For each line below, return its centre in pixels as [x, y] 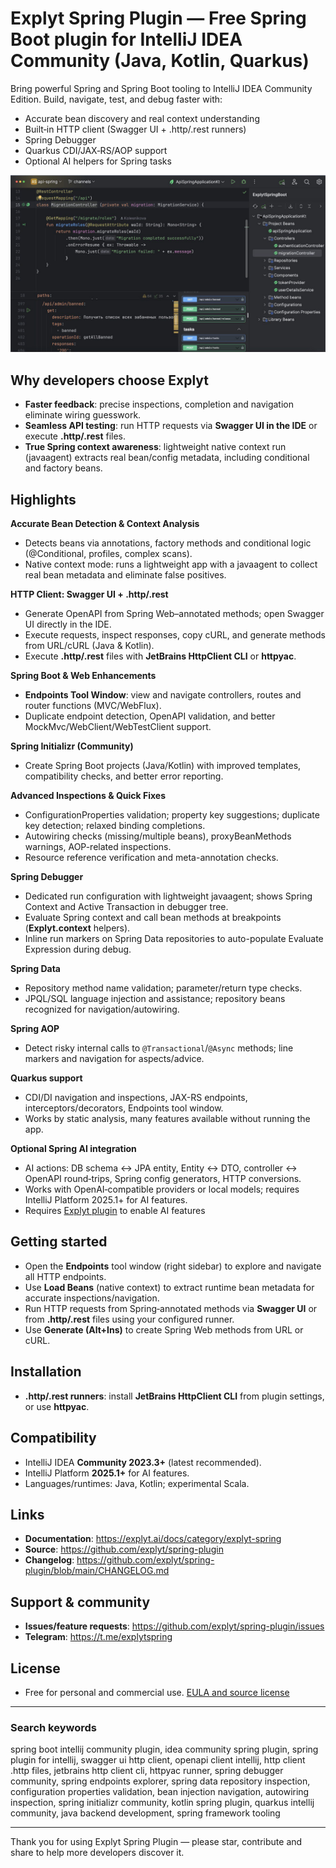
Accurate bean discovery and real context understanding [142, 118]
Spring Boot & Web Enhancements [83, 676]
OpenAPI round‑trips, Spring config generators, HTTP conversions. [163, 1179]
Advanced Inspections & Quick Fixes [88, 796]
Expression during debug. [78, 949]
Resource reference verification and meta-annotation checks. [151, 858]
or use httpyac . [57, 1406]
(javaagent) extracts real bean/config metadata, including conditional [167, 458]
